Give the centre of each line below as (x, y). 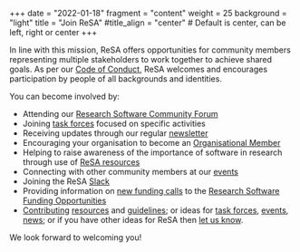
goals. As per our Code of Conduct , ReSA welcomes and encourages (139, 69)
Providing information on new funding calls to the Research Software (151, 191)
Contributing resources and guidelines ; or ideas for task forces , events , (155, 210)
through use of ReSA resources (81, 162)
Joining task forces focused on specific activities (114, 123)
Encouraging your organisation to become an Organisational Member (151, 143)
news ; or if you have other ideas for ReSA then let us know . (133, 220)
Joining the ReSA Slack (66, 181)
